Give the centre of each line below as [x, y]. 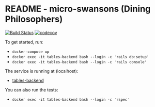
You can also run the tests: [31, 90]
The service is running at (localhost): [42, 71]
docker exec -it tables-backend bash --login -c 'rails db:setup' [80, 57]
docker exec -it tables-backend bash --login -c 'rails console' [79, 62]
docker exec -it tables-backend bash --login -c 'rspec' [71, 99]
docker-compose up [31, 52]
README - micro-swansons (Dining [78, 9]
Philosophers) [34, 19]
